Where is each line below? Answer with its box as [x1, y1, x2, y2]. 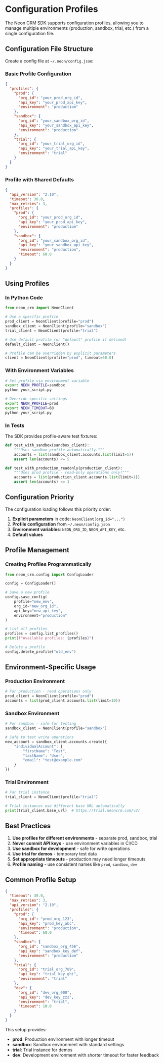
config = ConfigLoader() [5, 581, 56, 586]
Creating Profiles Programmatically [5, 561, 91, 568]
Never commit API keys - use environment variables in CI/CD [12, 840, 138, 846]
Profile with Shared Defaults [5, 176, 74, 183]
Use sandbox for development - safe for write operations [12, 846, 130, 851]
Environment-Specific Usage [5, 663, 96, 672]
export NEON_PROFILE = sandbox [5, 383, 65, 388]
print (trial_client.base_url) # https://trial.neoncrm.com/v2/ [5, 808, 140, 813]
